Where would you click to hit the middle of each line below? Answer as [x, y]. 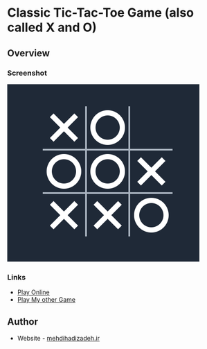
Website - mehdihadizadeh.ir [58, 338]
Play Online [33, 292]
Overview [29, 53]
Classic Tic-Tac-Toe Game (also [101, 13]
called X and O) [52, 27]
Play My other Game [46, 300]
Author [22, 322]
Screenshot [27, 73]
